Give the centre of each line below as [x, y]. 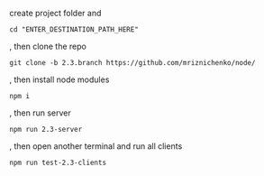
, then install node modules [59, 79]
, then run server [41, 113]
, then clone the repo [48, 46]
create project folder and [55, 13]
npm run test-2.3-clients [58, 162]
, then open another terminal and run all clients [96, 146]
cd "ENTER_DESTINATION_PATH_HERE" [74, 30]
